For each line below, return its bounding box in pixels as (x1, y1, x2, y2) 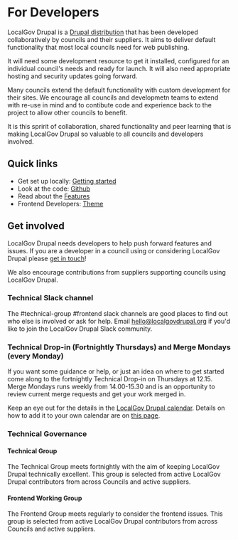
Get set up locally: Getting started (17, 176, 117, 185)
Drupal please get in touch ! (7, 254, 87, 263)
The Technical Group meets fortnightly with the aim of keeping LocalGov (7, 462, 220, 471)
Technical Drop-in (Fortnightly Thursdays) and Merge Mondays (7, 342, 231, 352)
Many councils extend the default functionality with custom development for (7, 85, 231, 94)
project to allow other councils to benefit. (7, 108, 128, 117)
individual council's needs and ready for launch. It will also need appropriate (7, 64, 231, 73)
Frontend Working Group (7, 494, 82, 502)
